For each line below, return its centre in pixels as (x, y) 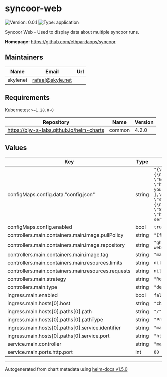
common (120, 130)
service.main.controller (35, 344)
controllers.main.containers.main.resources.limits (65, 263)
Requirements (27, 98)
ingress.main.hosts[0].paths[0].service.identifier (64, 328)
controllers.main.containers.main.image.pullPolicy (66, 235)
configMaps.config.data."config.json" (51, 195)
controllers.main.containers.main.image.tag (58, 255)
